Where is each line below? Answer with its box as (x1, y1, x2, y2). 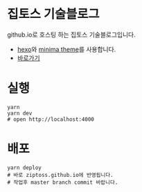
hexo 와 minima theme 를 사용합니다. (17, 45, 116, 53)
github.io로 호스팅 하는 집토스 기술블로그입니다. (7, 30, 136, 39)
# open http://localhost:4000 (7, 115, 95, 123)
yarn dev (7, 110, 33, 117)
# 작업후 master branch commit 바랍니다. (7, 179, 118, 186)
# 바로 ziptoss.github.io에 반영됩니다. (7, 171, 114, 178)
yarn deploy (7, 164, 42, 171)
